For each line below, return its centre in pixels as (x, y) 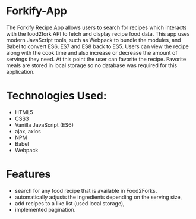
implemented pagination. (45, 209)
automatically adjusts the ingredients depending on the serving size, (98, 197)
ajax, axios (28, 131)
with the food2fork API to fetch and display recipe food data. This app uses (98, 33)
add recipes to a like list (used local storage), (69, 203)
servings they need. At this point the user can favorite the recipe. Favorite (96, 59)
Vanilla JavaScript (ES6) (44, 125)
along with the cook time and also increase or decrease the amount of (92, 52)
